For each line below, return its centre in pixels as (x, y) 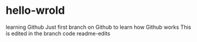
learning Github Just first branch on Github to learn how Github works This (98, 27)
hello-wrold (35, 10)
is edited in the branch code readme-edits (58, 33)
